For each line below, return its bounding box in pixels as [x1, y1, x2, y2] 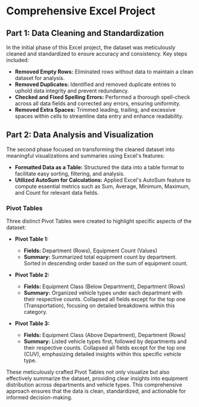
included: [6, 57, 29, 63]
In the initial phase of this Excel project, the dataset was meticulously [6, 44, 176, 51]
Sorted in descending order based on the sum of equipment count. [23, 260, 188, 267]
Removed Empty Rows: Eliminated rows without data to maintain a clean [14, 68, 194, 75]
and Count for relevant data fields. [14, 189, 99, 196]
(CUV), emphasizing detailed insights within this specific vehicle [23, 351, 182, 358]
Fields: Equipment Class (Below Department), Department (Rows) [23, 283, 186, 290]
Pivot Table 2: [14, 271, 50, 279]
